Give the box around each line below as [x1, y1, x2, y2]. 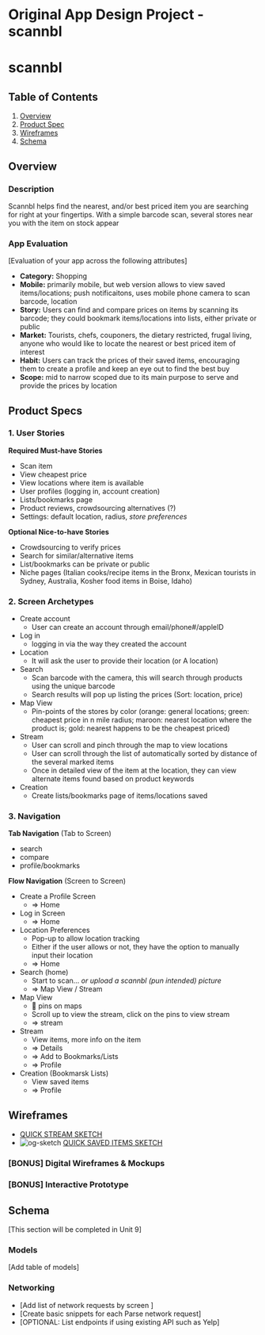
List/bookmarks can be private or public [19, 559, 150, 569]
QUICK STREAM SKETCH [19, 1130, 103, 1139]
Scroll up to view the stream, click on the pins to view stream [31, 1010, 230, 1019]
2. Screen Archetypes [8, 596, 94, 607]
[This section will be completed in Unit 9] [8, 1224, 142, 1234]
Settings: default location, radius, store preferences [19, 512, 187, 521]
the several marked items [31, 758, 115, 767]
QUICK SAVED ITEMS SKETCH [62, 1138, 163, 1148]
